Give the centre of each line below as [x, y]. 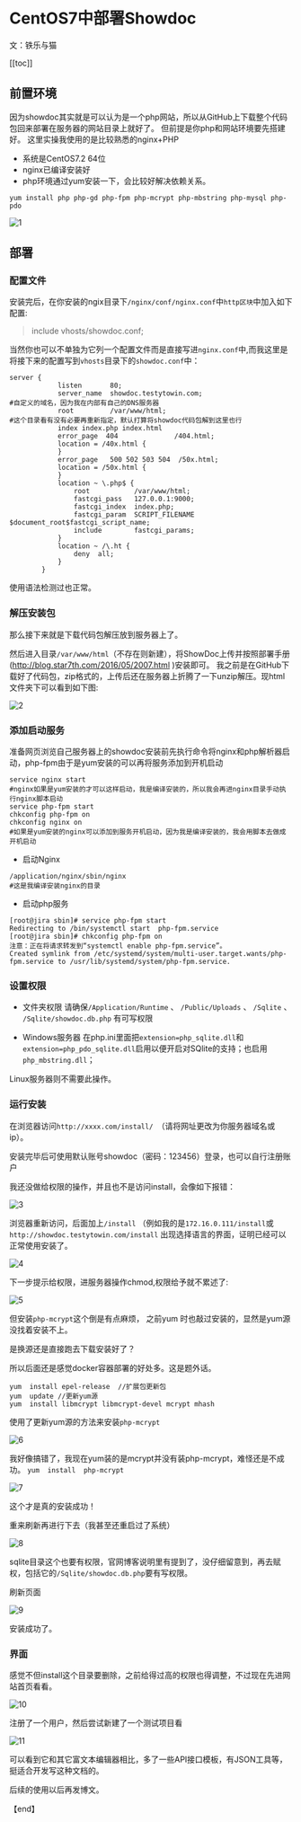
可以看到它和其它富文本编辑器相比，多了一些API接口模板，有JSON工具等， [148, 1759]
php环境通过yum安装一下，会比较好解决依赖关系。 [116, 181]
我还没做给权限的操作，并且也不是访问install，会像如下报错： [123, 1186]
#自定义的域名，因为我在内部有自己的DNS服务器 [84, 403]
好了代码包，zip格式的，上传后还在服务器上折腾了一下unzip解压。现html [151, 676]
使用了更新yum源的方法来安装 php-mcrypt [85, 1421]
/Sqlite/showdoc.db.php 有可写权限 [88, 1018]
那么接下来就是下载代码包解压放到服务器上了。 [96, 634]
